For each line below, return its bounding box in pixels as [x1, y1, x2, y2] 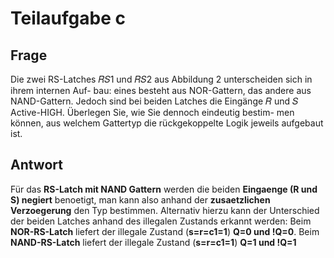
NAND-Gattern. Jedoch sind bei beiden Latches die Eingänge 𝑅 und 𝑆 [10, 95, 299, 107]
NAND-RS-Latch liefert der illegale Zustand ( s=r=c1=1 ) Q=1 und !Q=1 [10, 236, 297, 248]
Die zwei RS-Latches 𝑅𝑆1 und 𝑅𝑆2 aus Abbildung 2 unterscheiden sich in [10, 73, 313, 85]
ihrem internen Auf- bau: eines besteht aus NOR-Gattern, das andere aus [10, 85, 312, 96]
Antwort [10, 157, 63, 174]
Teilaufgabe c [10, 7, 126, 30]
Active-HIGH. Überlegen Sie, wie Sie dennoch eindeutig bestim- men [10, 107, 295, 118]
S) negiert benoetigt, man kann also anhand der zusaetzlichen [10, 193, 271, 206]
